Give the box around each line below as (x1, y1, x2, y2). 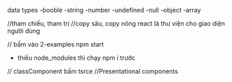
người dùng (7, 27, 41, 35)
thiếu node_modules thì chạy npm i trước (17, 54, 135, 62)
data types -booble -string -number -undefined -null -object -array (7, 6, 201, 14)
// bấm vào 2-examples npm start (7, 40, 104, 48)
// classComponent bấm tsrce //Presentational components (7, 67, 179, 75)
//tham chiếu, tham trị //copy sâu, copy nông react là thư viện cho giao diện (7, 19, 226, 27)
